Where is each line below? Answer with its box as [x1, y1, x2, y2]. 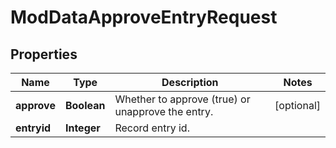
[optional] [274, 99, 321, 112]
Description [161, 76, 219, 89]
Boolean [64, 99, 106, 112]
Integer [64, 121, 101, 135]
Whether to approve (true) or [114, 92, 251, 106]
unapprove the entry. [114, 105, 214, 118]
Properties [10, 46, 78, 63]
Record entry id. [114, 121, 190, 135]
